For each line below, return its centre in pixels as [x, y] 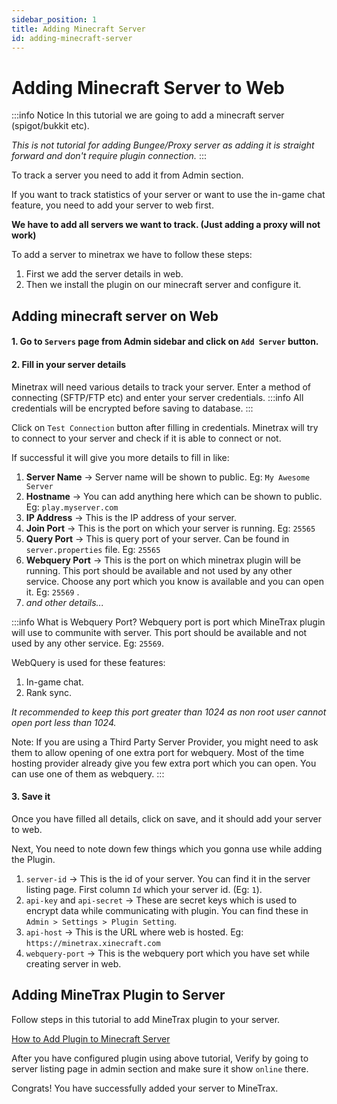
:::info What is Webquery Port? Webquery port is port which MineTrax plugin [168, 622]
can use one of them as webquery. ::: [88, 773]
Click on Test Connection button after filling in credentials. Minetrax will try [165, 427]
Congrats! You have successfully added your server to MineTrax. [145, 1088]
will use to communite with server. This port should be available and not [159, 632]
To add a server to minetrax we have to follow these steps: [132, 255]
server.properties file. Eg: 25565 [93, 549]
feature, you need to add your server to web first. [112, 205]
